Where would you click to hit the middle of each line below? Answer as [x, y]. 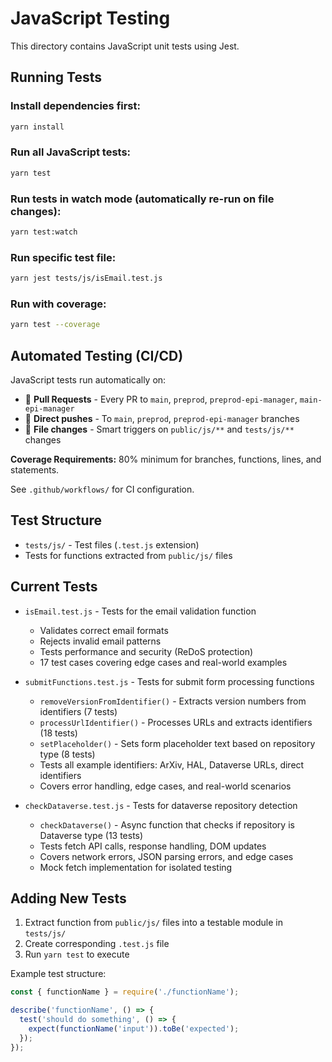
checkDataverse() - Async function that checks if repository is [167, 824]
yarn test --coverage [55, 325]
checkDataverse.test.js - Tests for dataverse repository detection [161, 805]
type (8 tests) [67, 754]
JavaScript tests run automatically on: [88, 380]
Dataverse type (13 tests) [91, 835]
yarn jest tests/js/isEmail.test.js [86, 278]
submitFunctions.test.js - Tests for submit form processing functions [169, 681]
